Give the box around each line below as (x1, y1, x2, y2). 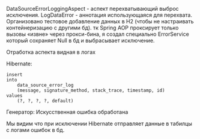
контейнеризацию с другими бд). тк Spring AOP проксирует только (6, 24, 179, 31)
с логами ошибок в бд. (6, 126, 65, 134)
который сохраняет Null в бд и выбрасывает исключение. (6, 37, 155, 44)
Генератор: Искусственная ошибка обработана (6, 108, 129, 116)
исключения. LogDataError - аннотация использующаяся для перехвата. (6, 11, 192, 19)
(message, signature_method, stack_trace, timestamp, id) (17, 87, 165, 93)
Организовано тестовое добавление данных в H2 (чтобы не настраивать (6, 18, 194, 25)
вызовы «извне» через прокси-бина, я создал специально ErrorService (6, 31, 189, 38)
